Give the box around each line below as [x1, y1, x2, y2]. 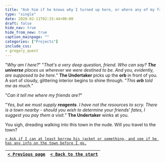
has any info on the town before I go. [5, 140, 87, 145]
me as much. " [5, 82, 33, 88]
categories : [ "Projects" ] [5, 39, 58, 44]
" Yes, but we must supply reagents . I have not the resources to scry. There [5, 102, 158, 108]
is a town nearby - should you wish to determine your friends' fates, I [5, 107, 145, 113]
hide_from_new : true [5, 30, 48, 35]
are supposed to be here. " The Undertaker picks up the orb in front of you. [5, 72, 158, 78]
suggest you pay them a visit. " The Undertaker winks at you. [5, 112, 129, 118]
